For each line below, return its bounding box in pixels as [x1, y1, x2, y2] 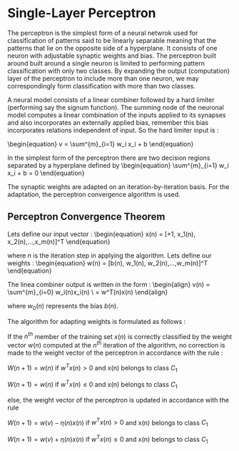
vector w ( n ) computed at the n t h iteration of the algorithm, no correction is [7, 340, 225, 349]
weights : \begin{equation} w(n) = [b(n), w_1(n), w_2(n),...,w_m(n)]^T [7, 258, 208, 267]
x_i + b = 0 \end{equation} [7, 168, 85, 177]
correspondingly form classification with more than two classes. [7, 81, 196, 90]
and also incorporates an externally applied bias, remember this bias [7, 118, 209, 126]
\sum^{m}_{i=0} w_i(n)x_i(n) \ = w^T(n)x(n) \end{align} [7, 288, 168, 296]
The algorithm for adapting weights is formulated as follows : [7, 317, 186, 325]
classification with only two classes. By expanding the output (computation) [7, 66, 230, 75]
